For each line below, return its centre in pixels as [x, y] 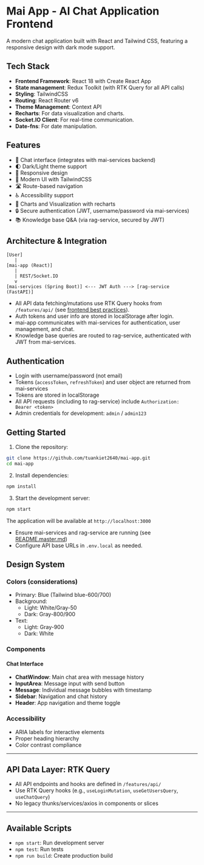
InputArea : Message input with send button [70, 684]
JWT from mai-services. [46, 342]
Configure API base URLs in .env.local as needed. [79, 545]
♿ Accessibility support [44, 195]
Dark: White [39, 634]
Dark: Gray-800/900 [50, 614]
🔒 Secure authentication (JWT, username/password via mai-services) [102, 210]
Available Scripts [39, 828]
